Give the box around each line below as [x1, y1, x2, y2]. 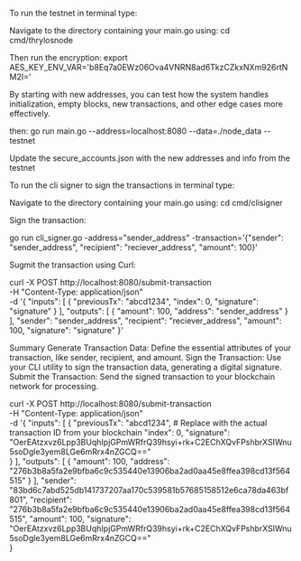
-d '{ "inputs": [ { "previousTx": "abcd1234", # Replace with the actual [9, 417, 268, 428]
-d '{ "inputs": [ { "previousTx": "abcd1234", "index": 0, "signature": [9, 296, 260, 306]
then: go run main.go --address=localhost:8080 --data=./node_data [9, 126, 262, 136]
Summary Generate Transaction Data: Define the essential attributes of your [9, 342, 291, 353]
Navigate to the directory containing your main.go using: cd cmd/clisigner [9, 198, 283, 208]
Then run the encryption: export [9, 52, 128, 62]
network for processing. [9, 381, 99, 391]
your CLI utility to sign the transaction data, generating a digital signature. [9, 361, 282, 372]
